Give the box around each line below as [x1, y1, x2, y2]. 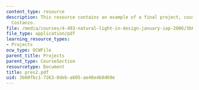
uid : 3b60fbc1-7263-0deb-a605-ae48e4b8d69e [6, 75, 115, 81]
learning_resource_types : [6, 36, 70, 42]
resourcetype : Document [6, 63, 65, 70]
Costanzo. [11, 20, 36, 25]
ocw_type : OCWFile [6, 47, 52, 53]
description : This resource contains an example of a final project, [6, 14, 182, 20]
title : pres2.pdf [6, 69, 49, 75]
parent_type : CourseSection [6, 58, 76, 64]
